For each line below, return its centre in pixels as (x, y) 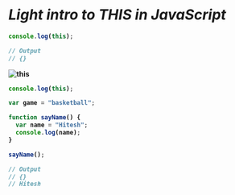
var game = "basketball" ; (52, 103)
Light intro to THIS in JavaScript (117, 15)
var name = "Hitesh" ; (52, 125)
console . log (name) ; (48, 133)
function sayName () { (45, 118)
